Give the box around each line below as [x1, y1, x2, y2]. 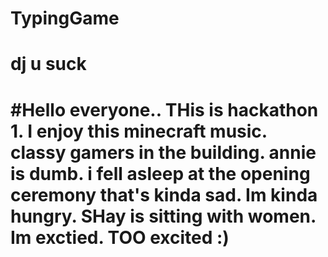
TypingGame [10, 7, 120, 30]
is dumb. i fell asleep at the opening [10, 162, 311, 185]
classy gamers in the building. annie [10, 141, 317, 164]
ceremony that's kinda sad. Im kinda [10, 183, 318, 206]
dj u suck [10, 53, 87, 76]
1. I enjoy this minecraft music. [10, 120, 268, 142]
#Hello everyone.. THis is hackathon [10, 98, 319, 121]
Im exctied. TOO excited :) [10, 226, 230, 249]
